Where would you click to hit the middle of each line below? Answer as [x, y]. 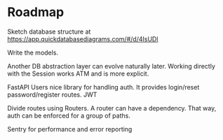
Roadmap [36, 12]
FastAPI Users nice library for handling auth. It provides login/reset [103, 87]
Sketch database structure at [49, 31]
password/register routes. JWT [52, 94]
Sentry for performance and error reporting [70, 129]
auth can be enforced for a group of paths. [69, 115]
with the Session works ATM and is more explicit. [78, 73]
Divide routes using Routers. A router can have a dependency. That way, [112, 108]
